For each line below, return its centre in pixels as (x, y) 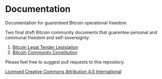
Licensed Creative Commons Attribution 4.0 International (63, 71)
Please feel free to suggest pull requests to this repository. (65, 62)
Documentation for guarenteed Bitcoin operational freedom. (66, 23)
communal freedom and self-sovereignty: (48, 38)
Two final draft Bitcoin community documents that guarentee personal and (81, 32)
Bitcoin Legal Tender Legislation (45, 47)
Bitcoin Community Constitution (45, 52)
